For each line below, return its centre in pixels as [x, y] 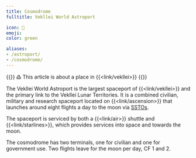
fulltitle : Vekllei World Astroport [51, 17]
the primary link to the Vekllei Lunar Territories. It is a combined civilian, [92, 95]
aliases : [17, 49]
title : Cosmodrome [28, 11]
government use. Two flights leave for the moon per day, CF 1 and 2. [88, 148]
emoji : [14, 33]
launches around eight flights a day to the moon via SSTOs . [78, 107]
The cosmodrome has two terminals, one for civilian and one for [83, 142]
